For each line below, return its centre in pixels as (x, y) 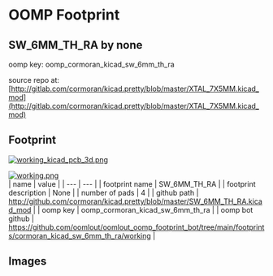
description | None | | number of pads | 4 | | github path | (104, 192)
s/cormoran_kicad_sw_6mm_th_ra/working (80, 235)
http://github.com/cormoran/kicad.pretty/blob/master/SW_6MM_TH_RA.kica (135, 201)
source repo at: (34, 80)
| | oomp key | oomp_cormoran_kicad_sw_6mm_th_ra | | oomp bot (143, 209)
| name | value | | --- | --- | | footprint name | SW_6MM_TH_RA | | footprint (132, 183)
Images (28, 261)
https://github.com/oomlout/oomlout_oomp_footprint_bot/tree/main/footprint (136, 227)
